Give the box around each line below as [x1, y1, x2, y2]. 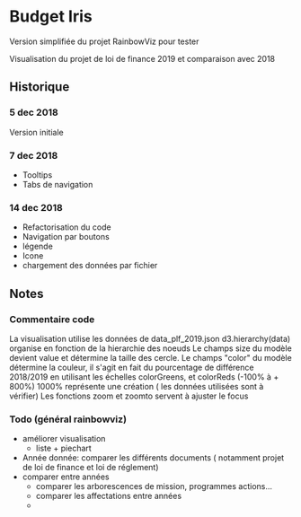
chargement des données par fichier [22, 260, 158, 271]
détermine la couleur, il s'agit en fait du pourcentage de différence [9, 362, 254, 372]
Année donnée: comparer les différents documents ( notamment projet [22, 452, 285, 463]
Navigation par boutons [22, 232, 110, 242]
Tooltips [22, 169, 53, 180]
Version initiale [9, 127, 65, 137]
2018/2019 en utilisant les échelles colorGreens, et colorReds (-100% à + [9, 371, 279, 382]
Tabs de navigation [22, 179, 93, 189]
